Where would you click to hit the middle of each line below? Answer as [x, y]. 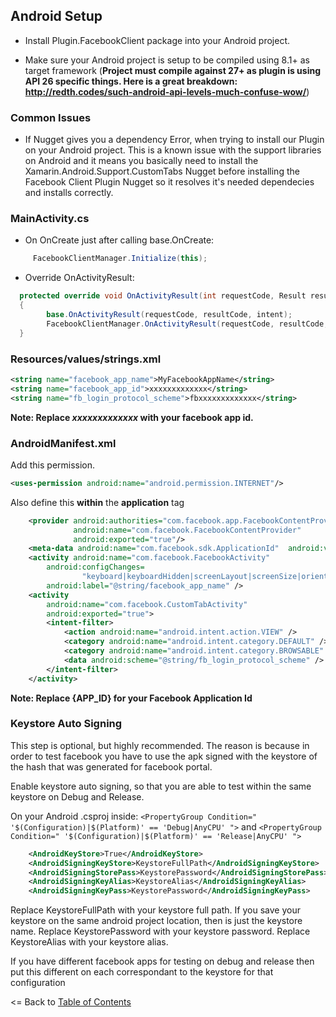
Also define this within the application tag [97, 502]
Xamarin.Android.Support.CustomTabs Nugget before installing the [162, 171]
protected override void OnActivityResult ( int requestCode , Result [163, 296]
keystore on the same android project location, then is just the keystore [156, 921]
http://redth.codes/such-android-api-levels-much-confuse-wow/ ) [167, 91]
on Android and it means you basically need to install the [141, 161]
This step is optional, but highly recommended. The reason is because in [160, 745]
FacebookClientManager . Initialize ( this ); [120, 259]
